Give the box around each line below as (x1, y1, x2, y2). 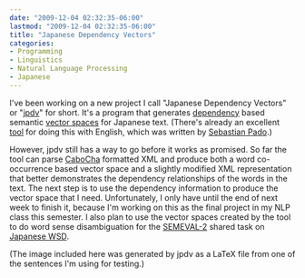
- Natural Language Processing (9, 65, 128, 74)
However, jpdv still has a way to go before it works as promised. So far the (9, 144, 288, 154)
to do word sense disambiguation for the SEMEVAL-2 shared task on (9, 221, 265, 232)
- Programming (9, 47, 64, 56)
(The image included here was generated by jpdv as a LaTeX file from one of (9, 248, 296, 259)
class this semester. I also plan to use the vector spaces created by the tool (9, 211, 291, 223)
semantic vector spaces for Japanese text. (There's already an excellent (9, 116, 280, 127)
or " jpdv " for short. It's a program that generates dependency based (9, 106, 265, 118)
